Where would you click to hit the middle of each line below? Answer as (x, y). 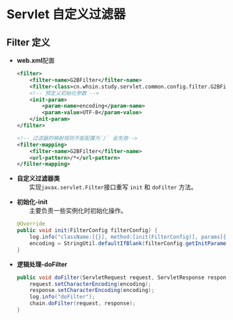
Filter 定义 (28, 42)
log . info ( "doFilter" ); (62, 297)
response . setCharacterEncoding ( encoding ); (92, 291)
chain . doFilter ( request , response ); (83, 304)
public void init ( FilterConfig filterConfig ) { (87, 231)
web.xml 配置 (36, 60)
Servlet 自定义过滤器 (66, 14)
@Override (31, 224)
